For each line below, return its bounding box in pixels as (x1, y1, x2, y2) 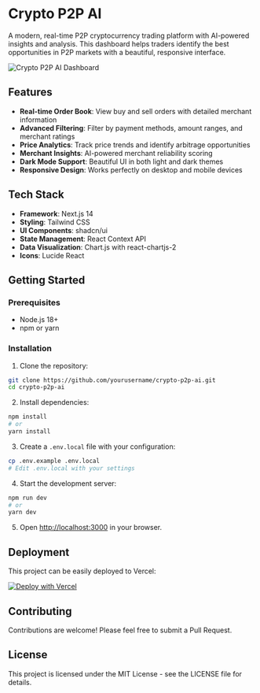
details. (8, 677, 32, 687)
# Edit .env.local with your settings (8, 464, 135, 472)
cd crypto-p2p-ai (8, 384, 65, 391)
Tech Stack (8, 188, 64, 202)
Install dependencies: (19, 398, 90, 407)
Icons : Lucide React (19, 250, 85, 260)
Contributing (8, 604, 72, 618)
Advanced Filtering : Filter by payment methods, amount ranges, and (19, 123, 244, 132)
